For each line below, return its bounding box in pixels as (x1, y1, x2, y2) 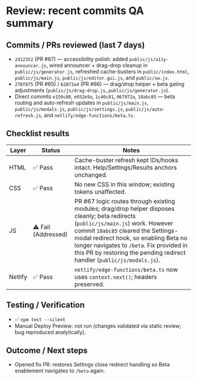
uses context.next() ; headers (74, 273, 157, 281)
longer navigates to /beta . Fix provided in (74, 241, 188, 249)
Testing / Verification (6, 300, 85, 310)
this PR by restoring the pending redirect (74, 248, 186, 257)
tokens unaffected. (74, 187, 126, 196)
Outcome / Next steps (6, 345, 88, 356)
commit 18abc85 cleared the (74, 226, 151, 234)
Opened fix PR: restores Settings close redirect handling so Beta (14, 361, 170, 368)
